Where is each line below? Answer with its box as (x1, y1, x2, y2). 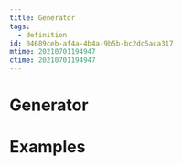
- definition (17, 30, 68, 39)
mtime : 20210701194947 (9, 47, 96, 57)
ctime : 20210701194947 (9, 56, 96, 65)
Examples (9, 137, 86, 158)
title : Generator (9, 13, 76, 23)
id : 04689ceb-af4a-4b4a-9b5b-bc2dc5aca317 (9, 38, 174, 48)
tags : (9, 22, 30, 31)
